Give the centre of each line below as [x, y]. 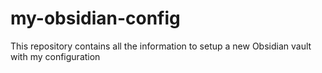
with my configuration [55, 56]
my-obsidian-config [95, 18]
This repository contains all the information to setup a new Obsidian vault [161, 46]
